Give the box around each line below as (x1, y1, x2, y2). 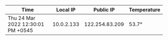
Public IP (93, 6, 115, 13)
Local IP (56, 6, 76, 13)
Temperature (128, 6, 160, 13)
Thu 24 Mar (7, 15, 36, 21)
